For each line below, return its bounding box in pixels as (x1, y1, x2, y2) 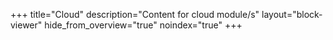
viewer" (10, 19, 43, 31)
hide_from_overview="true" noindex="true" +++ (44, 19, 243, 31)
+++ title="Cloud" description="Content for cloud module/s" (10, 9, 260, 20)
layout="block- (261, 9, 323, 20)
